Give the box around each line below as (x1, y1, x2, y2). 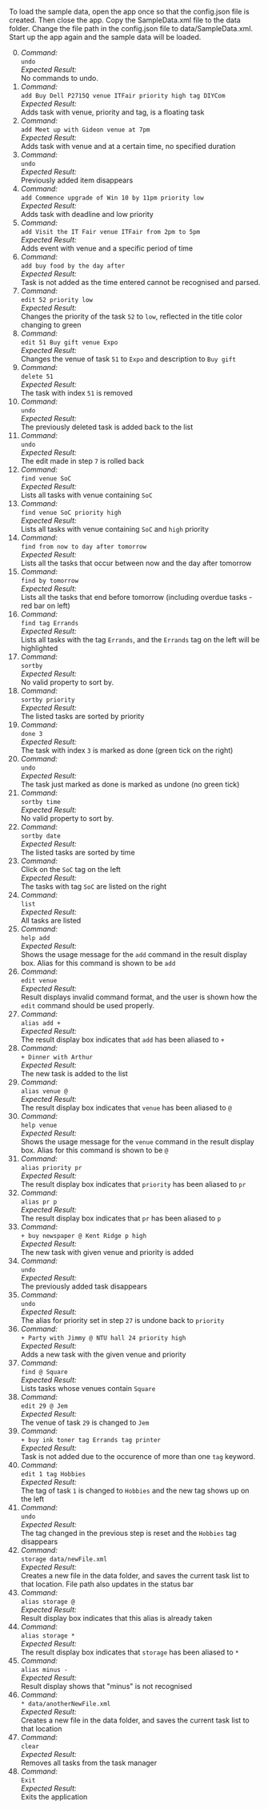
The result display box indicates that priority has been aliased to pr (20, 1180, 246, 1188)
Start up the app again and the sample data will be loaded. (9, 32, 202, 42)
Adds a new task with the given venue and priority (20, 1349, 186, 1359)
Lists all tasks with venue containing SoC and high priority (20, 525, 209, 533)
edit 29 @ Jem (20, 1402, 68, 1410)
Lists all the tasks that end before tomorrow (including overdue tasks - (20, 593, 253, 601)
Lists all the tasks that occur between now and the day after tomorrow (20, 558, 252, 568)
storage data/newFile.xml (20, 1555, 107, 1563)
